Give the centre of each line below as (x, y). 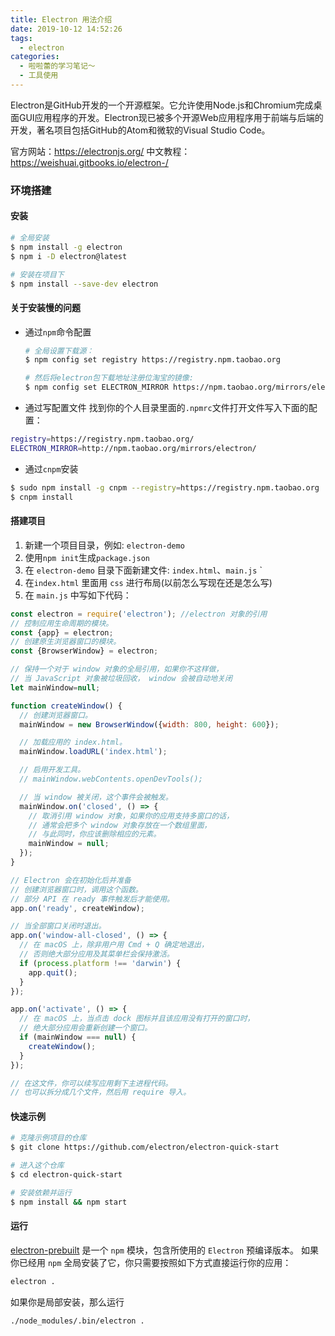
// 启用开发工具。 (52, 770)
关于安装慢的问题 (45, 307)
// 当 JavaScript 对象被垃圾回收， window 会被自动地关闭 (121, 679)
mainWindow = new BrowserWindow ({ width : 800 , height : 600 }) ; (149, 724)
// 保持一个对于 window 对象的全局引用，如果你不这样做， (117, 669)
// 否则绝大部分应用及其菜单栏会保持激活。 (97, 954)
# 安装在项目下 (37, 274)
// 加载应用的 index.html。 (73, 742)
